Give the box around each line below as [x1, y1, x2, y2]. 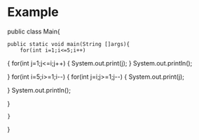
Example [7, 4, 59, 20]
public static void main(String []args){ [7, 40, 130, 47]
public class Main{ [7, 27, 61, 36]
